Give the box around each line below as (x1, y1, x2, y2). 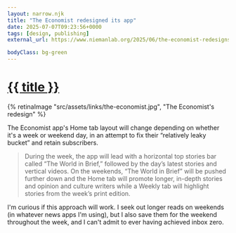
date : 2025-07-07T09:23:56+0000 (7, 23, 102, 30)
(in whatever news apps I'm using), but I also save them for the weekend (7, 210, 218, 218)
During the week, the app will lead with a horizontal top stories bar (24, 152, 217, 160)
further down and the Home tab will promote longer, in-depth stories (24, 174, 223, 182)
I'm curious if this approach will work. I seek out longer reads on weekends (7, 203, 225, 211)
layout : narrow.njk (7, 10, 65, 18)
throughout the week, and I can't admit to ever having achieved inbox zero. (7, 218, 225, 226)
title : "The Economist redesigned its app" (7, 17, 137, 24)
